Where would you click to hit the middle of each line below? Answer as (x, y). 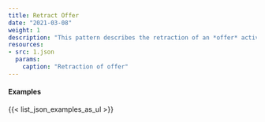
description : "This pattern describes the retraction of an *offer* (123, 37)
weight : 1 (24, 30)
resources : (26, 45)
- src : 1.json (32, 52)
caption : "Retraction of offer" (75, 67)
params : (28, 60)
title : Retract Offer (44, 15)
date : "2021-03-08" (40, 23)
